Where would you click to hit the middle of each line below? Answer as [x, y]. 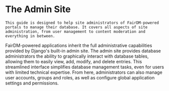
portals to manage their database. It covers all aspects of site [76, 27]
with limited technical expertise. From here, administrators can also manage [84, 72]
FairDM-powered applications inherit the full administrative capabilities [79, 45]
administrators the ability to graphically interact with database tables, [77, 56]
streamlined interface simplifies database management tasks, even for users [85, 67]
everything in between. [30, 36]
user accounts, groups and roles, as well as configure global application [80, 77]
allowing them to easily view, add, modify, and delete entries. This [74, 61]
